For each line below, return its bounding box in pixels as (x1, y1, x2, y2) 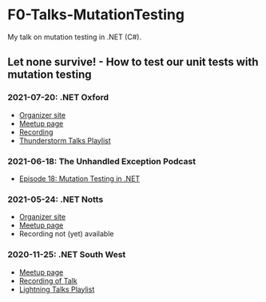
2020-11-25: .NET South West (7, 249, 126, 260)
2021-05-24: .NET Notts (7, 194, 104, 205)
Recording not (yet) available (18, 229, 114, 239)
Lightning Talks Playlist (18, 284, 95, 294)
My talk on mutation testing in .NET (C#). (7, 32, 141, 42)
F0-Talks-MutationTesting (7, 6, 185, 24)
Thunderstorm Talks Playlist (18, 135, 111, 145)
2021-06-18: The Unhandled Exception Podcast (7, 155, 197, 167)
